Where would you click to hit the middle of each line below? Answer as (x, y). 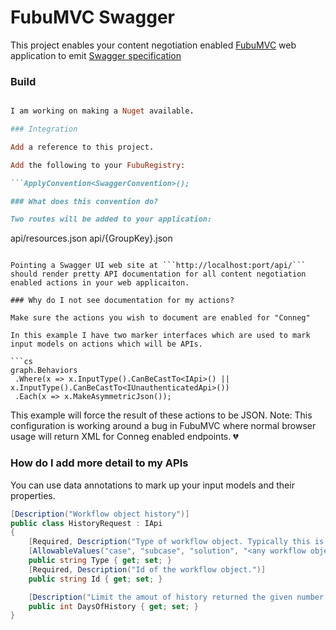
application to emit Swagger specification (96, 55)
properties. (33, 495)
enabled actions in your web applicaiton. (100, 283)
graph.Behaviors (44, 371)
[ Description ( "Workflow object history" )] (100, 514)
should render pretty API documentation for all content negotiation (158, 274)
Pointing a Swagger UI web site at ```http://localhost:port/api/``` (158, 266)
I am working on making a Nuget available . (102, 111)
